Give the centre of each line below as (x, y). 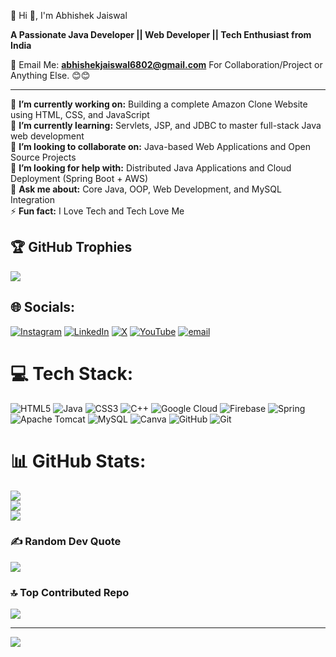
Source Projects (43, 157)
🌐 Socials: (43, 307)
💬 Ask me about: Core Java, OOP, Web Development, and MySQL (146, 189)
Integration (32, 199)
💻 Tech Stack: (72, 373)
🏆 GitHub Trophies (71, 247)
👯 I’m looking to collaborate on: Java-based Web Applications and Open (160, 146)
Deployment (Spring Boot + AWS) (79, 178)
